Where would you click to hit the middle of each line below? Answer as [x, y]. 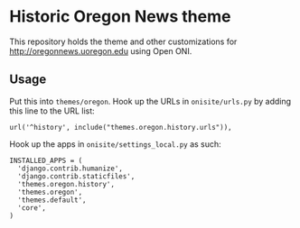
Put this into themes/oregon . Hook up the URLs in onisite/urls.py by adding [150, 101]
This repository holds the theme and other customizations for [123, 41]
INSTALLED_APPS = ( [46, 160]
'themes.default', [52, 200]
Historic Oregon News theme [120, 17]
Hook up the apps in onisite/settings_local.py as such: [115, 144]
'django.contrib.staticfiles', [76, 176]
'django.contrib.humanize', [70, 169]
